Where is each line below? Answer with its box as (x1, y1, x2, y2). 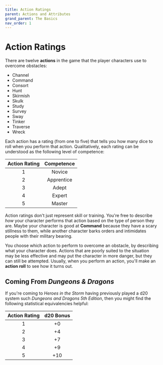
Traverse (12, 124, 30, 130)
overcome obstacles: (5, 63, 47, 69)
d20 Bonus (44, 312, 71, 319)
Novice (51, 169, 68, 175)
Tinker (12, 119, 25, 124)
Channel (12, 72, 29, 78)
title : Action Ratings (5, 7, 51, 12)
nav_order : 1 (5, 20, 32, 26)
